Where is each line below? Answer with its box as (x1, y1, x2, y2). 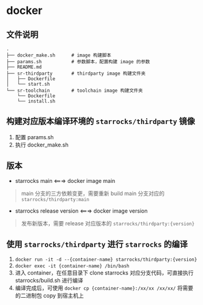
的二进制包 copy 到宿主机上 (15, 292, 84, 300)
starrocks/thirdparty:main (21, 196, 90, 202)
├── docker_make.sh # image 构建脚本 (6, 52, 111, 58)
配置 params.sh (15, 133, 54, 140)
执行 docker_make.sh (15, 141, 68, 148)
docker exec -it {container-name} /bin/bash (15, 263, 130, 269)
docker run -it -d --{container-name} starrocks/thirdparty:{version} (15, 256, 198, 263)
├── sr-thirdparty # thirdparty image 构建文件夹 (6, 70, 146, 77)
